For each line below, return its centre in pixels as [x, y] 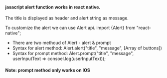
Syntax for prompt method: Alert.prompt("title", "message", [73, 53]
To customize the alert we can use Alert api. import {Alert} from [70, 28]
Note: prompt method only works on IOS [48, 70]
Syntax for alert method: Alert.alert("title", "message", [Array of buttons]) [87, 48]
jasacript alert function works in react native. [53, 7]
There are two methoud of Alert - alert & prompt [62, 43]
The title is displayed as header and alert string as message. [67, 18]
